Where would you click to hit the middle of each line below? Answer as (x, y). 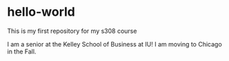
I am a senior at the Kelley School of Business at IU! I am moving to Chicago (114, 44)
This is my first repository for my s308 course (72, 31)
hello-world (41, 12)
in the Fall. (22, 51)
